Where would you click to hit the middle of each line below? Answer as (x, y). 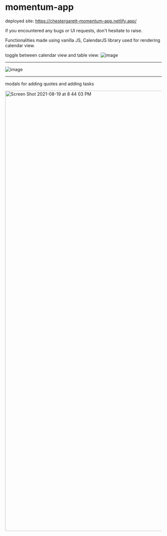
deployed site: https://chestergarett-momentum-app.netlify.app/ (71, 21)
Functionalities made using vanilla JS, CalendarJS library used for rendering (83, 40)
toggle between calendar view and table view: (52, 55)
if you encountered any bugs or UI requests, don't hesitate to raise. (74, 30)
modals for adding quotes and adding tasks (50, 84)
